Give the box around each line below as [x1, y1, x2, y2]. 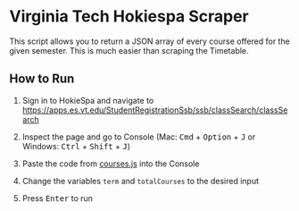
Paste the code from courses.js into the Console [21, 158, 200, 169]
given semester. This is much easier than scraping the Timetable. [9, 45, 249, 55]
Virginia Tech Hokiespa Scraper [9, 6, 250, 27]
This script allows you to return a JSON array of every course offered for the [9, 36, 290, 46]
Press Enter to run [21, 192, 94, 203]
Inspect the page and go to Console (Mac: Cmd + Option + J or [21, 131, 256, 142]
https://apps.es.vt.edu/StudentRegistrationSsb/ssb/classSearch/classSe [21, 105, 288, 115]
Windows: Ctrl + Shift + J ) [21, 140, 131, 151]
